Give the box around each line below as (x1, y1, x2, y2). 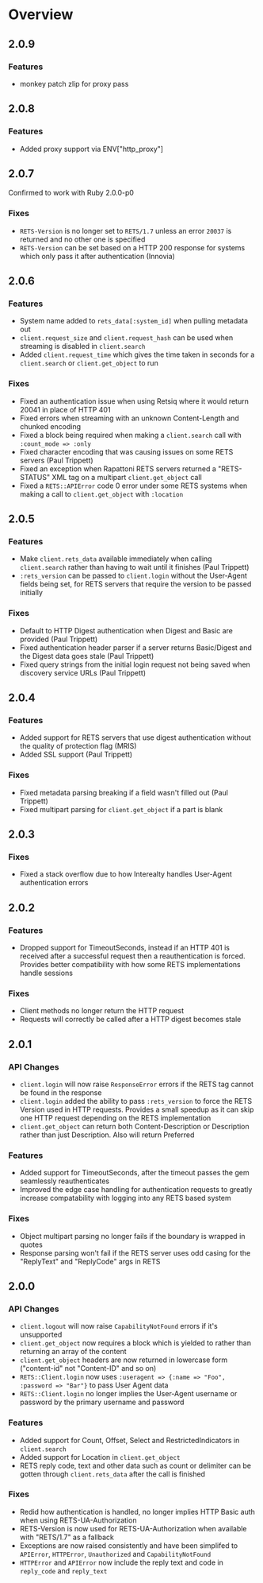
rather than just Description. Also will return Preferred (19, 1130, 195, 1140)
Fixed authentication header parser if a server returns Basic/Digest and (19, 642, 252, 652)
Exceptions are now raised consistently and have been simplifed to (19, 1540, 238, 1550)
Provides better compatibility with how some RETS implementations (19, 960, 241, 969)
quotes (19, 1240, 44, 1249)
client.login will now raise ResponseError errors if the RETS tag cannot (19, 1079, 254, 1089)
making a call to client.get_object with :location (19, 489, 184, 498)
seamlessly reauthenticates (19, 1176, 109, 1186)
